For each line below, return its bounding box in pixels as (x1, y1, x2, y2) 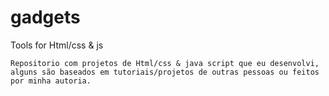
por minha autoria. (10, 76, 92, 86)
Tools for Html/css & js (10, 39, 104, 51)
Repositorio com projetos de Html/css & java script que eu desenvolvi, (10, 58, 320, 68)
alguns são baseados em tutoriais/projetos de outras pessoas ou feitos (10, 67, 320, 77)
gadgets (10, 6, 81, 29)
